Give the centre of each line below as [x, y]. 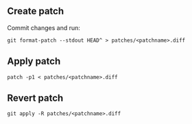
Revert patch [35, 98]
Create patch [35, 11]
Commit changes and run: [44, 27]
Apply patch [34, 61]
